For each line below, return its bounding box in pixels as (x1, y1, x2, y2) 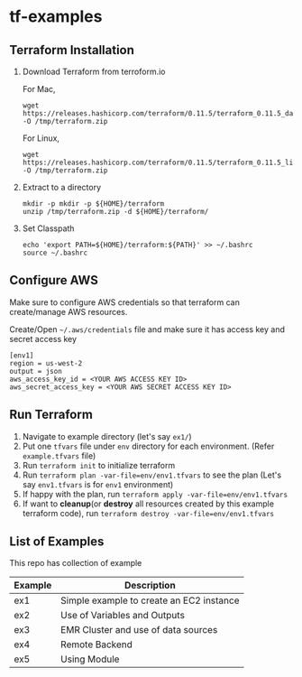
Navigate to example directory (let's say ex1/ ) (22, 431, 192, 441)
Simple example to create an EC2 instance (59, 594, 241, 607)
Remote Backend (59, 638, 133, 651)
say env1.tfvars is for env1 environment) (22, 478, 174, 489)
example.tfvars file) (22, 450, 96, 461)
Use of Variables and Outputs (59, 609, 185, 622)
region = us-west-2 (9, 358, 83, 367)
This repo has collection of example (9, 558, 142, 569)
